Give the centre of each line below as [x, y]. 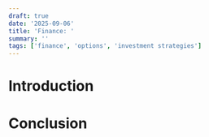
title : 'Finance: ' [41, 31]
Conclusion [48, 123]
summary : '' [28, 39]
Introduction [51, 86]
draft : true [28, 16]
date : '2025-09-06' [41, 24]
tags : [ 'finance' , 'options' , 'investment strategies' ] [105, 46]
